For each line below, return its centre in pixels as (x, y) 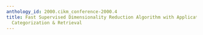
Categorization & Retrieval (47, 23)
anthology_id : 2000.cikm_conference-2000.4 (62, 12)
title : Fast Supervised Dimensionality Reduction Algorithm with (90, 17)
